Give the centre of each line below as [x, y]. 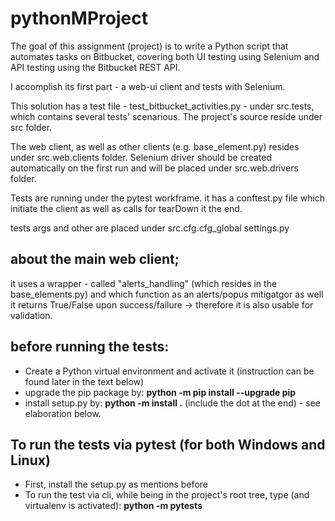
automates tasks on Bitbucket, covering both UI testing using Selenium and [165, 56]
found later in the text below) [84, 381]
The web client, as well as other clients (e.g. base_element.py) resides [155, 146]
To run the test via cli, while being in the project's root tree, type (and [167, 495]
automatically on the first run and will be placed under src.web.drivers [154, 168]
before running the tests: [90, 347]
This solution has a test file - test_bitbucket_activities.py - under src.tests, [162, 106]
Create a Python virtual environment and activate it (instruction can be [169, 371]
